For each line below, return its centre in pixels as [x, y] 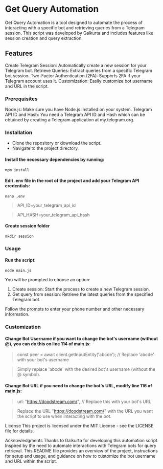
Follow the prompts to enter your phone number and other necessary [75, 309]
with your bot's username [43, 360]
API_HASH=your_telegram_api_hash [53, 215]
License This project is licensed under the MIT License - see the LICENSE [79, 426]
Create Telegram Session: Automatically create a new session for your [76, 65]
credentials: [18, 186]
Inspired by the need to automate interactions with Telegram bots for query [81, 446]
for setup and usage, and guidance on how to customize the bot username [80, 456]
